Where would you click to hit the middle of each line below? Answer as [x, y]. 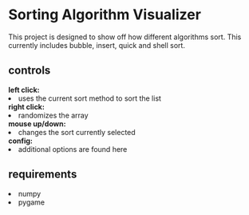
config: [21, 141]
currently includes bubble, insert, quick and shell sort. [97, 45]
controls [30, 71]
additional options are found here [73, 149]
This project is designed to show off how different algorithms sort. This [125, 37]
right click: [27, 106]
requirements [43, 175]
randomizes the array [54, 115]
